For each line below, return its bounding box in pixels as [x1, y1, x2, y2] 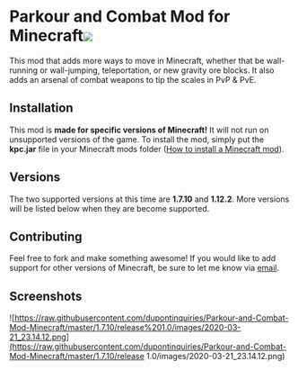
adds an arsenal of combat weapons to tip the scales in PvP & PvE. [9, 74, 257, 85]
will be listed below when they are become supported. [9, 203, 210, 213]
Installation [9, 101, 74, 116]
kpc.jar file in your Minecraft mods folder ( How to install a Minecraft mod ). [9, 143, 285, 154]
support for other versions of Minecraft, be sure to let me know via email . [9, 263, 280, 274]
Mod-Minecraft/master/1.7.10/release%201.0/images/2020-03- [9, 322, 241, 333]
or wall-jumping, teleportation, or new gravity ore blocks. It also [39, 65, 275, 76]
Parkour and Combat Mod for [9, 6, 231, 27]
